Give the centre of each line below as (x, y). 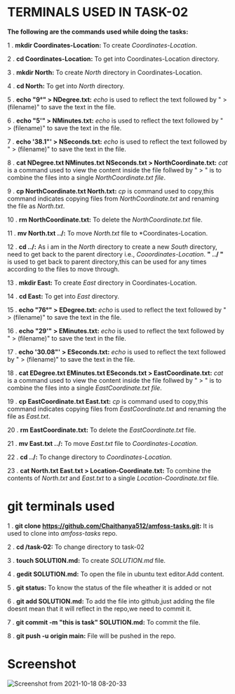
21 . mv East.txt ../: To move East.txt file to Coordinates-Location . (103, 443)
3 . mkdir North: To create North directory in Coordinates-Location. (105, 72)
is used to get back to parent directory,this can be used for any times (107, 261)
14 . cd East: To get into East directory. (63, 296)
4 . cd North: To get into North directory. (66, 86)
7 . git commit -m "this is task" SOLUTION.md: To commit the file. (104, 622)
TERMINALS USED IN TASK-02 (98, 12)
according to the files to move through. (63, 269)
